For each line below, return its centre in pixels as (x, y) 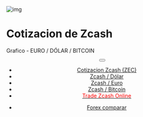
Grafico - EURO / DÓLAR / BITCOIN (51, 50)
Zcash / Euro (107, 82)
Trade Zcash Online (107, 95)
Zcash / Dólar (107, 76)
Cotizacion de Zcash (59, 34)
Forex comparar (106, 107)
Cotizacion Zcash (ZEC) (107, 70)
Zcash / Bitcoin (107, 89)
